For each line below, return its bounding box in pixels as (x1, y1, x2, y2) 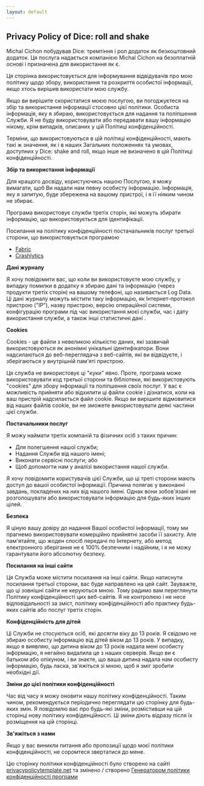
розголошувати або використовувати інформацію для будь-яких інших (6, 494, 191, 501)
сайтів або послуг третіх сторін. (19, 606, 103, 614)
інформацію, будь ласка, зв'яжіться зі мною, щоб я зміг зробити (6, 662, 174, 670)
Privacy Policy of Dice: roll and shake (6, 32, 150, 42)
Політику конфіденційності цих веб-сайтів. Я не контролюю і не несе (6, 593, 186, 601)
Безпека (6, 512, 29, 520)
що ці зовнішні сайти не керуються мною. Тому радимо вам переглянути (6, 587, 198, 594)
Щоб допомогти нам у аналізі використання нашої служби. (15, 463, 169, 470)
